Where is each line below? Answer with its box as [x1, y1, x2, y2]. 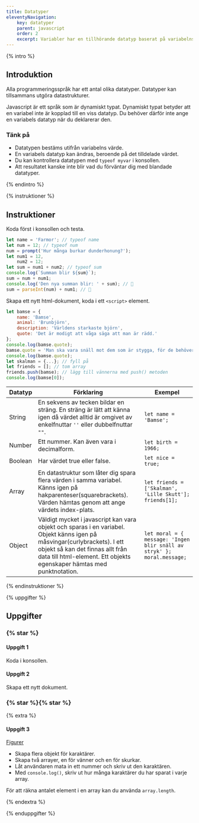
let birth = [144, 439, 178, 446]
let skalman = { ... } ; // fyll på [6, 358, 89, 364]
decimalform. [38, 445, 75, 453]
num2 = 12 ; [17, 259, 44, 265]
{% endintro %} [6, 181, 44, 188]
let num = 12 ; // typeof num [6, 242, 78, 248]
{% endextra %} [6, 799, 46, 806]
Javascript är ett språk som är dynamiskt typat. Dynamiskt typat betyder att [6, 103, 191, 110]
